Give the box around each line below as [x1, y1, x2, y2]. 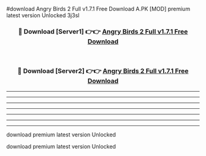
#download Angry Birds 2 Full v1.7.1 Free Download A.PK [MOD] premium [6, 6, 191, 12]
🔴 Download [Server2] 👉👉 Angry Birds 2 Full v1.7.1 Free [17, 67, 189, 75]
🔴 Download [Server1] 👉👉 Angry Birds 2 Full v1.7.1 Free [18, 27, 188, 35]
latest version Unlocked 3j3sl [6, 12, 80, 19]
